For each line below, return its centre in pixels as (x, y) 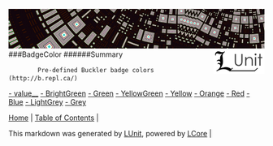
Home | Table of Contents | (54, 118)
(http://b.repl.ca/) (43, 78)
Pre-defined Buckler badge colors (96, 70)
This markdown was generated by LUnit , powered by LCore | (110, 133)
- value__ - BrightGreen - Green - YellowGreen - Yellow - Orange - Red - (129, 93)
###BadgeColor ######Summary (66, 54)
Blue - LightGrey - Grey (48, 101)
